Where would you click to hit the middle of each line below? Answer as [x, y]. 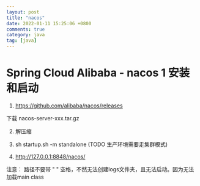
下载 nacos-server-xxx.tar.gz [43, 118]
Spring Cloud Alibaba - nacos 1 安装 [98, 73]
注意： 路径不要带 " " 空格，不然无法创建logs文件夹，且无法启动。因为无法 [100, 169]
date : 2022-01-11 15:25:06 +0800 [49, 23]
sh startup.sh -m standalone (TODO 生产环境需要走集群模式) [91, 144]
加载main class [25, 177]
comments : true [26, 29]
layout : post [23, 12]
